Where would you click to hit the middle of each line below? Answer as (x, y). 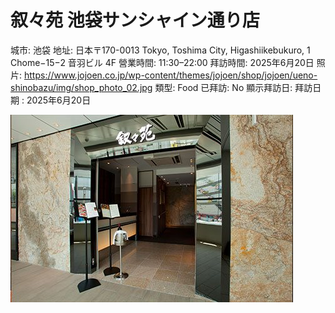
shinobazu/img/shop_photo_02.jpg (81, 87)
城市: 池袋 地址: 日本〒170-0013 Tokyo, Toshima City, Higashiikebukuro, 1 (160, 50)
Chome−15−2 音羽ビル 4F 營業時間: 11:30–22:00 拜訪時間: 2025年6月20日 (162, 62)
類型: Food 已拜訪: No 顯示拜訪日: (223, 87)
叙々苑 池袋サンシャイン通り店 (135, 20)
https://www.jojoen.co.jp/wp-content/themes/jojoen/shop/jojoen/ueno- (170, 75)
